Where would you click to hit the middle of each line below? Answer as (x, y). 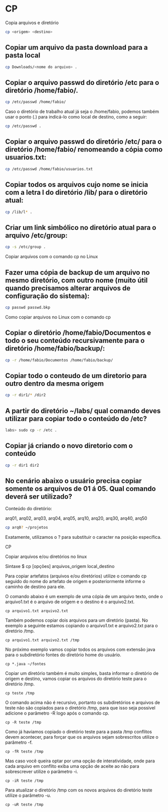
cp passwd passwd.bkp (28, 307)
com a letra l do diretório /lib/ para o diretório (76, 193)
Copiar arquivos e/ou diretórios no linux (46, 557)
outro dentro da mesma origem (55, 383)
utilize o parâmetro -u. (28, 795)
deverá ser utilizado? (39, 496)
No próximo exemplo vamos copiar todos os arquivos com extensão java (80, 650)
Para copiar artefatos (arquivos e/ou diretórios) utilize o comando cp (76, 576)
